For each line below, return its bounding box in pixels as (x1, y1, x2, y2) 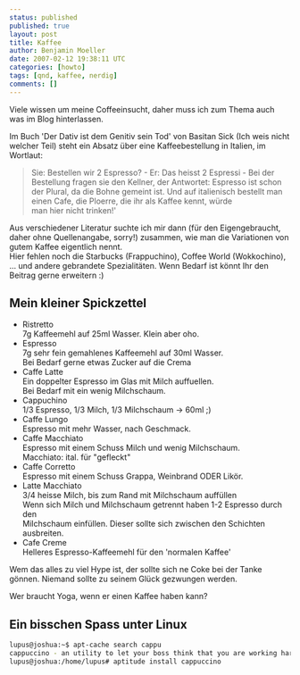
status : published (9, 12, 78, 22)
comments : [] (9, 79, 58, 88)
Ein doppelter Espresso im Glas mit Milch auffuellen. (21, 376, 214, 387)
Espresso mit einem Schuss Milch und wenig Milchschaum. (21, 443, 241, 454)
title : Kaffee (9, 37, 62, 47)
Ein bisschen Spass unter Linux (9, 617, 187, 632)
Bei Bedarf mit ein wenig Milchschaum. (21, 386, 167, 396)
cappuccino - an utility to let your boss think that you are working (9, 649, 278, 658)
